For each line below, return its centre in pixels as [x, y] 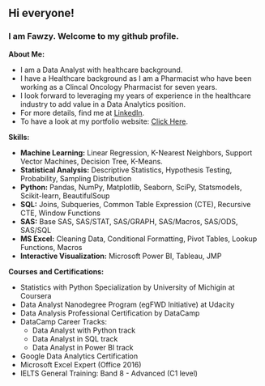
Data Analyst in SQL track [75, 338]
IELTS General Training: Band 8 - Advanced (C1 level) [109, 373]
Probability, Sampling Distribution [76, 178]
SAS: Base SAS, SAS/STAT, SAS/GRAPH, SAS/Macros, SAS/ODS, [129, 221]
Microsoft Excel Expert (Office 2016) [81, 364]
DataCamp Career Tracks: [64, 321]
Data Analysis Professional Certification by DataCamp [110, 313]
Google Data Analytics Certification [79, 356]
